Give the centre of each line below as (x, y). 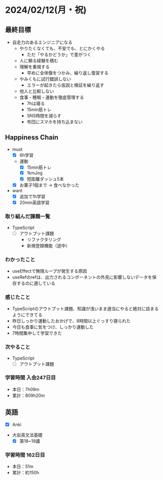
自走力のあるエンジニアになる (42, 42)
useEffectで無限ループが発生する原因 (49, 271)
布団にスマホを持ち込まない (55, 122)
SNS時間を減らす (44, 116)
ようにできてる (27, 315)
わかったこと (20, 259)
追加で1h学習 (32, 197)
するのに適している (36, 283)
